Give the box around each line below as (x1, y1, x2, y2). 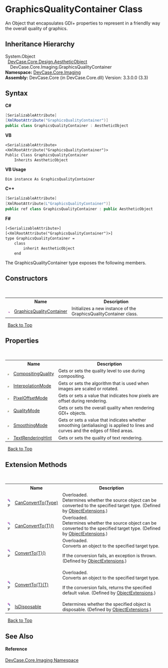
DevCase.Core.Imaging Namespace (5, 657, 79, 663)
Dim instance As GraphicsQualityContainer (5, 177, 95, 182)
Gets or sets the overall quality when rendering (58, 405, 154, 411)
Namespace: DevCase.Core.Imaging (5, 69, 81, 75)
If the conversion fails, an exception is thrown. (62, 553, 156, 559)
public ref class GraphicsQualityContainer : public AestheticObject (5, 206, 153, 211)
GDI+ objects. (58, 410, 86, 416)
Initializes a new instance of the (71, 306, 136, 312)
